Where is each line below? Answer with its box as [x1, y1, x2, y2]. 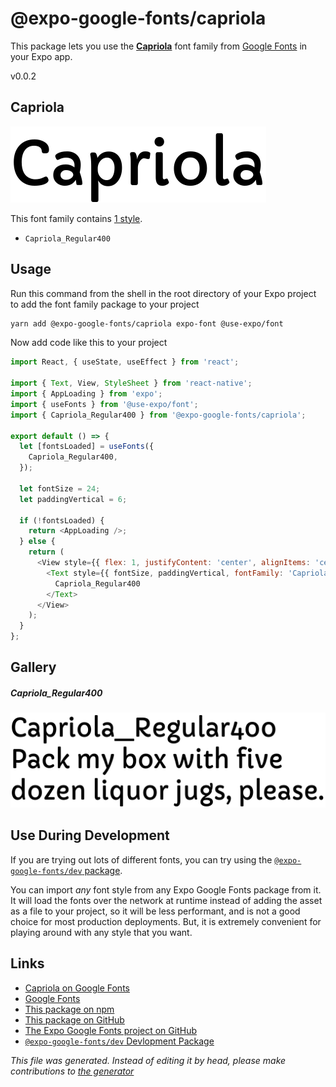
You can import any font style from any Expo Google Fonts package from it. [10, 883, 322, 896]
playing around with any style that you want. [10, 926, 193, 938]
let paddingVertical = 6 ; [19, 494, 128, 504]
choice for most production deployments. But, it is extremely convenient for [10, 915, 322, 927]
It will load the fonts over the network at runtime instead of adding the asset [10, 894, 323, 906]
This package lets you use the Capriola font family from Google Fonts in [10, 40, 308, 52]
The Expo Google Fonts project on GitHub [24, 1024, 197, 1036]
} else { [19, 537, 56, 547]
